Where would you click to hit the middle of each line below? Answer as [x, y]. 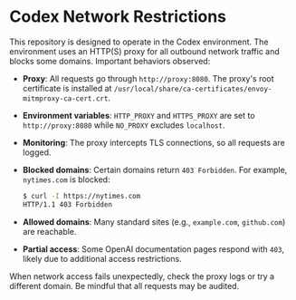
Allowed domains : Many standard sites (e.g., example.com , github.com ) [154, 222]
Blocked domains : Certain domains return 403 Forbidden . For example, [155, 169]
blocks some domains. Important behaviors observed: [110, 61]
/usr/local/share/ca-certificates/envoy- [193, 89]
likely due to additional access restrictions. [102, 258]
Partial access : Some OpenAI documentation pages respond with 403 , [153, 249]
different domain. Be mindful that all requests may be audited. [124, 285]
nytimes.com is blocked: [66, 179]
